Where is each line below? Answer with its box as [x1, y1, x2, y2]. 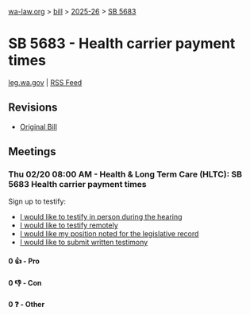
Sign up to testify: [8, 196, 66, 206]
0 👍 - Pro [8, 256, 40, 266]
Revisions [8, 101, 58, 115]
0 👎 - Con [8, 278, 42, 287]
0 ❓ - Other [8, 300, 45, 309]
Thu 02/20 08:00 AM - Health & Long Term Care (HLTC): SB [8, 169, 243, 180]
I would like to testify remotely [19, 220, 119, 230]
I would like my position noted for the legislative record [19, 229, 199, 239]
